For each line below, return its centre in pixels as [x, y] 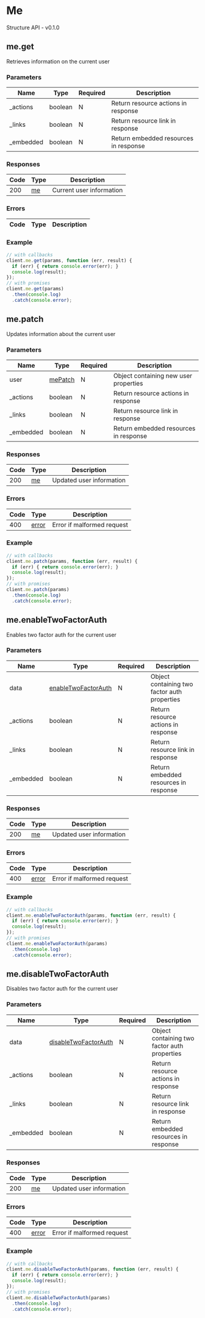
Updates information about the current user [61, 334]
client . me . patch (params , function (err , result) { [72, 561]
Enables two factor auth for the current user [62, 634]
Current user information [88, 190]
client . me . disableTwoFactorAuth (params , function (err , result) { [92, 1269]
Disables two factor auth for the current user [62, 989]
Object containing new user [153, 376]
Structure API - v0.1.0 [33, 27]
